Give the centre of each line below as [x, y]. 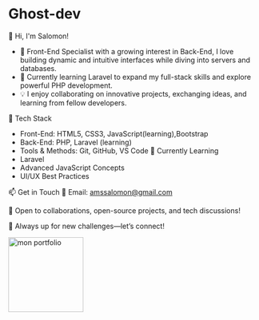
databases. [38, 68]
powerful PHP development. [66, 85]
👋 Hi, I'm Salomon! [39, 36]
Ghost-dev [45, 14]
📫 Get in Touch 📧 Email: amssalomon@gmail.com [91, 192]
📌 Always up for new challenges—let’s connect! [87, 226]
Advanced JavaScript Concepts [72, 168]
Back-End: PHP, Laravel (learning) [76, 142]
